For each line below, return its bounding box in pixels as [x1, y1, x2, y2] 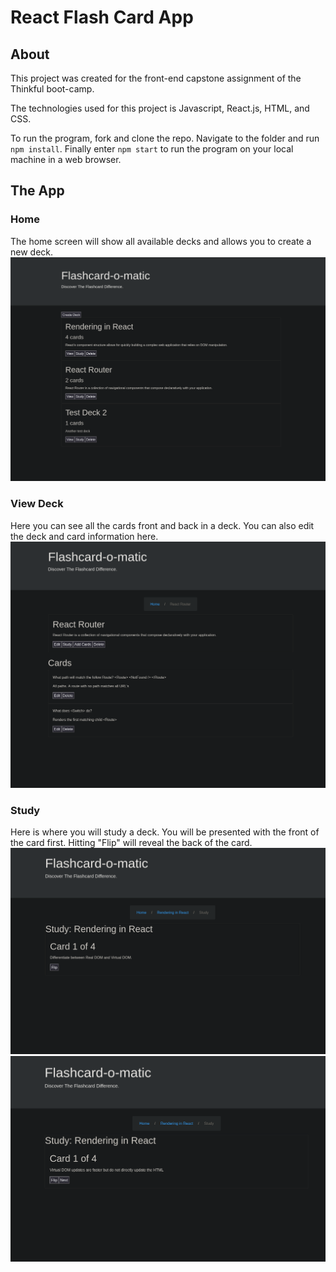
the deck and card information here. [10, 530, 159, 542]
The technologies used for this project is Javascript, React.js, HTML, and [10, 102, 310, 114]
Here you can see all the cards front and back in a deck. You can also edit [10, 519, 315, 531]
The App [10, 182, 65, 200]
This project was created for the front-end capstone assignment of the [10, 72, 302, 84]
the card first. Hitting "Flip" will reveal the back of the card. [10, 837, 253, 849]
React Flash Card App [10, 6, 194, 29]
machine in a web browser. [10, 154, 122, 165]
